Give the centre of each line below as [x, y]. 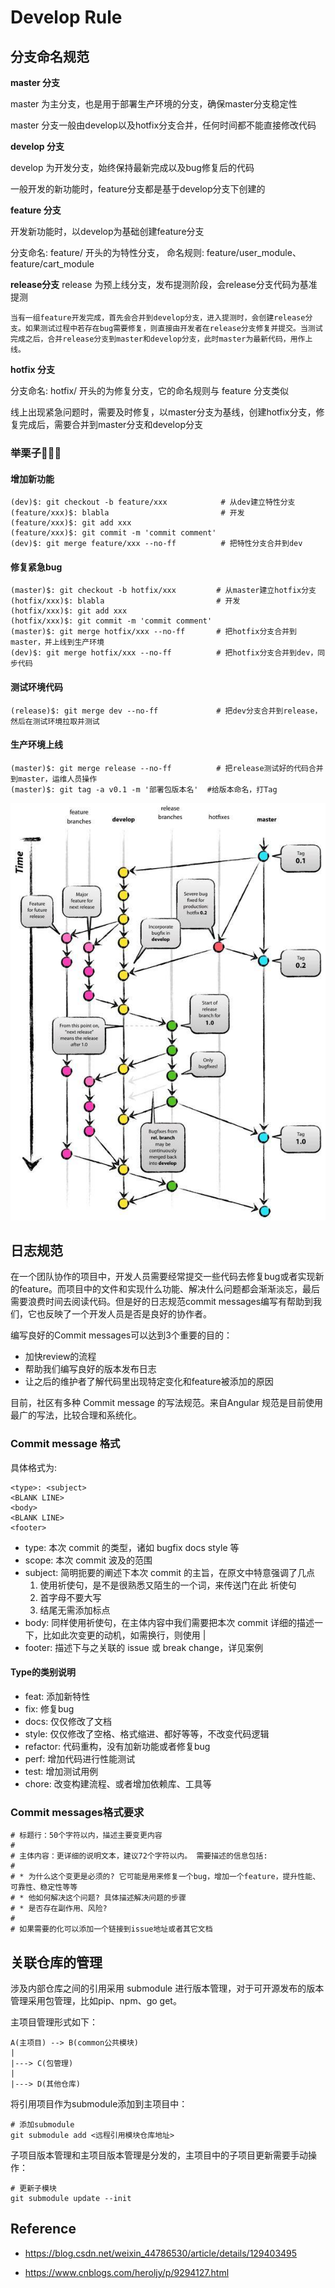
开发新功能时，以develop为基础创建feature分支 [107, 231]
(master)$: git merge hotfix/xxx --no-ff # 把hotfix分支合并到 [153, 632]
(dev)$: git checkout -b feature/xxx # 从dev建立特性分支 [153, 502]
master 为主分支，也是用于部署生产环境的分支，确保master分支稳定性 [154, 104]
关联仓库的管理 [56, 1962]
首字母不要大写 [70, 1597]
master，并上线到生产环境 [57, 642]
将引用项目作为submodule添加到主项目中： [99, 2103]
